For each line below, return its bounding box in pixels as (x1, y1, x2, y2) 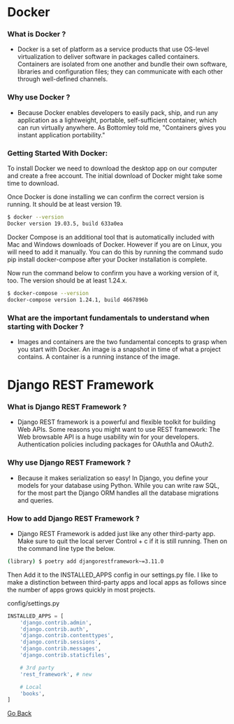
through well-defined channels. (17, 75, 108, 83)
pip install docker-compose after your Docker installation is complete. (7, 255, 207, 264)
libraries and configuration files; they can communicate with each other (17, 67, 224, 76)
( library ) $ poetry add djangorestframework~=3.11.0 (7, 558, 164, 565)
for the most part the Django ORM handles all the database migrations (17, 489, 219, 497)
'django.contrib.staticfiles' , (20, 652, 111, 659)
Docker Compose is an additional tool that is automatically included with (7, 233, 215, 241)
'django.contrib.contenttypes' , (20, 632, 114, 639)
